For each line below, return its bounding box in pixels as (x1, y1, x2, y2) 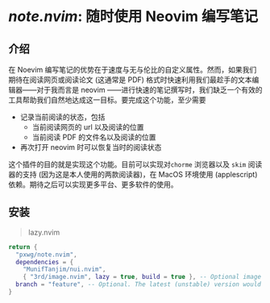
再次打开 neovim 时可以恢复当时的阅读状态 (19, 143, 162, 151)
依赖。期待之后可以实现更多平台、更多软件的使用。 (8, 180, 178, 189)
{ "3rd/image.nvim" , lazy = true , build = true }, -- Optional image (23, 273, 262, 281)
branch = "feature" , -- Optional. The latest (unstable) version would (15, 280, 262, 288)
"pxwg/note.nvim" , (15, 251, 78, 259)
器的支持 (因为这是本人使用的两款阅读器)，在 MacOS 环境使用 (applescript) (8, 170, 258, 179)
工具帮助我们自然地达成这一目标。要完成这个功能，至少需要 (8, 95, 206, 105)
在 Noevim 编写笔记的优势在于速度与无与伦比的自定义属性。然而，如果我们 (8, 65, 257, 74)
